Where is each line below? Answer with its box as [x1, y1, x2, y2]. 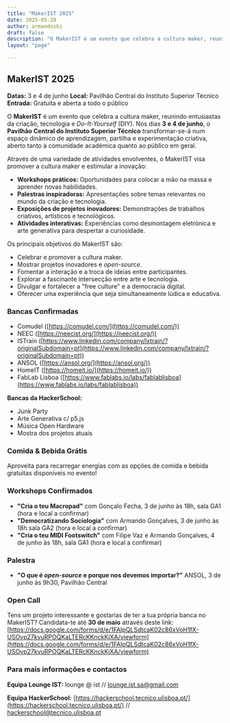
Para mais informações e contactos [7, 665, 127, 674]
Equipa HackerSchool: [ [7, 693, 76, 702]
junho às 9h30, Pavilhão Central [16, 578, 107, 586]
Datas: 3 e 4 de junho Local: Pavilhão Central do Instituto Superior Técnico [7, 91, 219, 100]
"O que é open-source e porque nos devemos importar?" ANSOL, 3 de [16, 571, 221, 579]
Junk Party [16, 407, 48, 415]
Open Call [7, 595, 41, 605]
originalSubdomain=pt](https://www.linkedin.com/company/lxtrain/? [16, 344, 209, 352]
